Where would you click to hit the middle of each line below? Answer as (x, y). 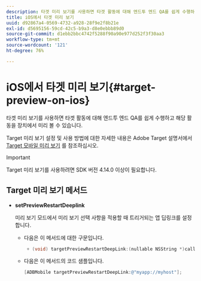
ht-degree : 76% (25, 51)
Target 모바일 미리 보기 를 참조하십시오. (52, 145)
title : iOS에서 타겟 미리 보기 (40, 17)
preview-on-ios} (48, 100)
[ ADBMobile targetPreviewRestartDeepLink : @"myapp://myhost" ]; (103, 273)
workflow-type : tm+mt (33, 39)
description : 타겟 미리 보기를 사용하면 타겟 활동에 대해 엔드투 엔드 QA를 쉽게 (93, 12)
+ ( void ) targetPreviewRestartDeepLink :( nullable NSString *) (106, 249)
